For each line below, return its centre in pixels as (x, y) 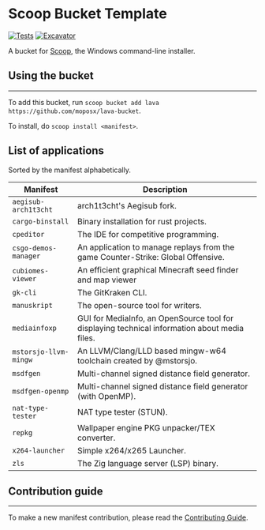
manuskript (32, 305)
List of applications (56, 151)
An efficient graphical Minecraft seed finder (158, 269)
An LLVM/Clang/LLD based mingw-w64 (152, 351)
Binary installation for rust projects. (142, 221)
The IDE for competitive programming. (148, 234)
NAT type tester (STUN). (123, 412)
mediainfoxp (35, 328)
